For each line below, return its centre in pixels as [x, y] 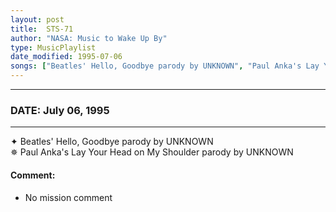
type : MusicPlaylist [53, 47]
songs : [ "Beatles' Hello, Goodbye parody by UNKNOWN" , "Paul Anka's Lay [165, 66]
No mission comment [68, 197]
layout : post [37, 19]
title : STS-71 [42, 29]
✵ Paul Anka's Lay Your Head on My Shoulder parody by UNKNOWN [152, 152]
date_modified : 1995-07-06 [66, 57]
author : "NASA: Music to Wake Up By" [89, 38]
